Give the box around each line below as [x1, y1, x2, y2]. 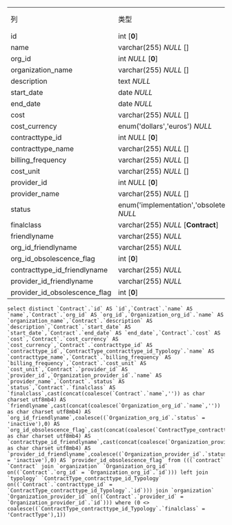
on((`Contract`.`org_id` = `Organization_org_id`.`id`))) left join [7, 469, 209, 476]
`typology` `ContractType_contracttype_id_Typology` [7, 475, 162, 482]
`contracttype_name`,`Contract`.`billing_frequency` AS [7, 354, 171, 361]
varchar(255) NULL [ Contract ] [118, 220, 219, 229]
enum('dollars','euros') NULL [118, 121, 213, 131]
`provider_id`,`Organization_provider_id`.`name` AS [7, 372, 162, 379]
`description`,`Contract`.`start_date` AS [7, 323, 131, 330]
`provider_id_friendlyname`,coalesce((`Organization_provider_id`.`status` [7, 451, 230, 458]
